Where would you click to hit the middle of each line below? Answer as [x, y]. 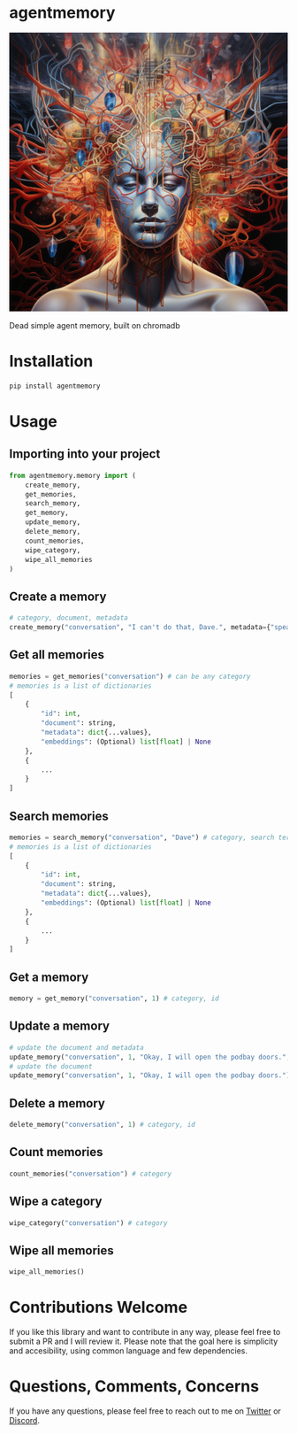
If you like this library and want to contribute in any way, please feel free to [145, 1332]
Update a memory [60, 1026]
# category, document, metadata [69, 618]
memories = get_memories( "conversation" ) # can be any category [130, 676]
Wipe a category [56, 1202]
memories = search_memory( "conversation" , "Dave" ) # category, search [142, 837]
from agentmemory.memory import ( [73, 475]
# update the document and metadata [76, 1047]
